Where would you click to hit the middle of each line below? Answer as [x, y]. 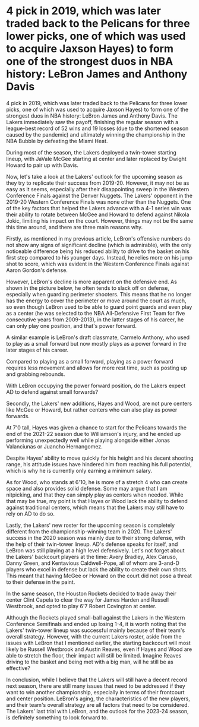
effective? [18, 668]
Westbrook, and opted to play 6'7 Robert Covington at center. [81, 606]
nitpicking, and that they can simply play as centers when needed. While [95, 495]
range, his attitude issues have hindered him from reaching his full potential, [99, 464]
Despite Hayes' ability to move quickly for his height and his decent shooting [100, 458]
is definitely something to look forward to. [57, 717]
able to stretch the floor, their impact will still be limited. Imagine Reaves [94, 655]
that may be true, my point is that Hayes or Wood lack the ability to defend [97, 501]
